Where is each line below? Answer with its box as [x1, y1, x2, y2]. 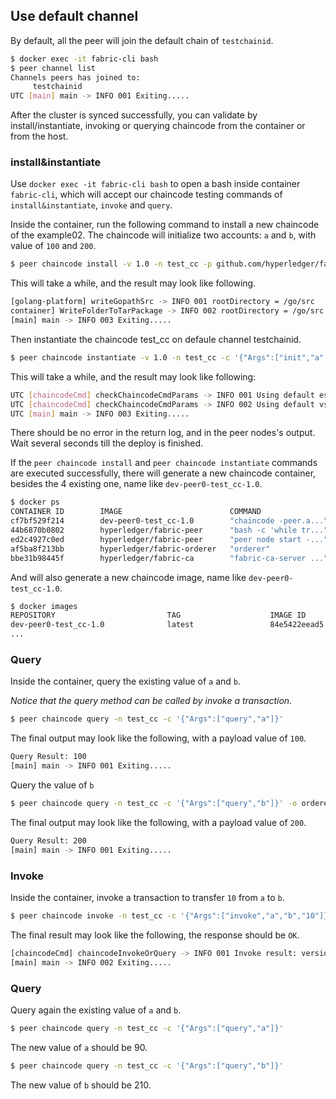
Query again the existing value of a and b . [10, 1004, 182, 1016]
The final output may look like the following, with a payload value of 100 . [10, 732, 307, 744]
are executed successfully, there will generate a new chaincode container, [10, 467, 317, 479]
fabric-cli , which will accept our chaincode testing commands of [10, 189, 283, 201]
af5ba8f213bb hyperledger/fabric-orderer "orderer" [10, 544, 271, 554]
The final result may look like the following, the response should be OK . [10, 929, 300, 941]
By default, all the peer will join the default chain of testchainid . [10, 34, 274, 46]
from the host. [10, 130, 69, 143]
